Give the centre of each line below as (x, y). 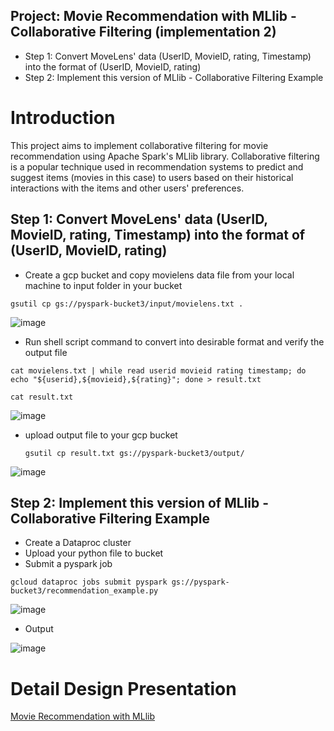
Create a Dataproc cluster (78, 543)
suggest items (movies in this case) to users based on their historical (152, 177)
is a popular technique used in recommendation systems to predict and (157, 166)
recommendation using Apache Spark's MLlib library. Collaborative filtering (165, 156)
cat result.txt (42, 397)
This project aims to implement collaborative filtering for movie (139, 145)
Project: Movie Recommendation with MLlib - (153, 16)
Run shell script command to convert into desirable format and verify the (174, 341)
